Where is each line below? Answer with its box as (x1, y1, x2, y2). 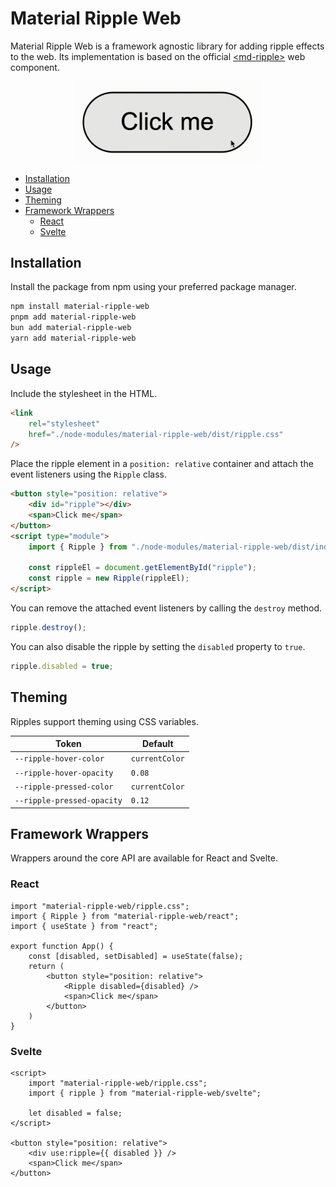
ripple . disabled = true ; (10, 661, 114, 671)
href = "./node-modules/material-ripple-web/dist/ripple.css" (28, 429, 284, 439)
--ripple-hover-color (14, 754, 105, 764)
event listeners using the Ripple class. (10, 468, 168, 481)
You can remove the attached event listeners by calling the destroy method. (10, 602, 323, 614)
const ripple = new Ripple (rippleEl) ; (28, 573, 190, 584)
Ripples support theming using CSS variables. (10, 715, 199, 727)
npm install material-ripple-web (10, 302, 150, 312)
